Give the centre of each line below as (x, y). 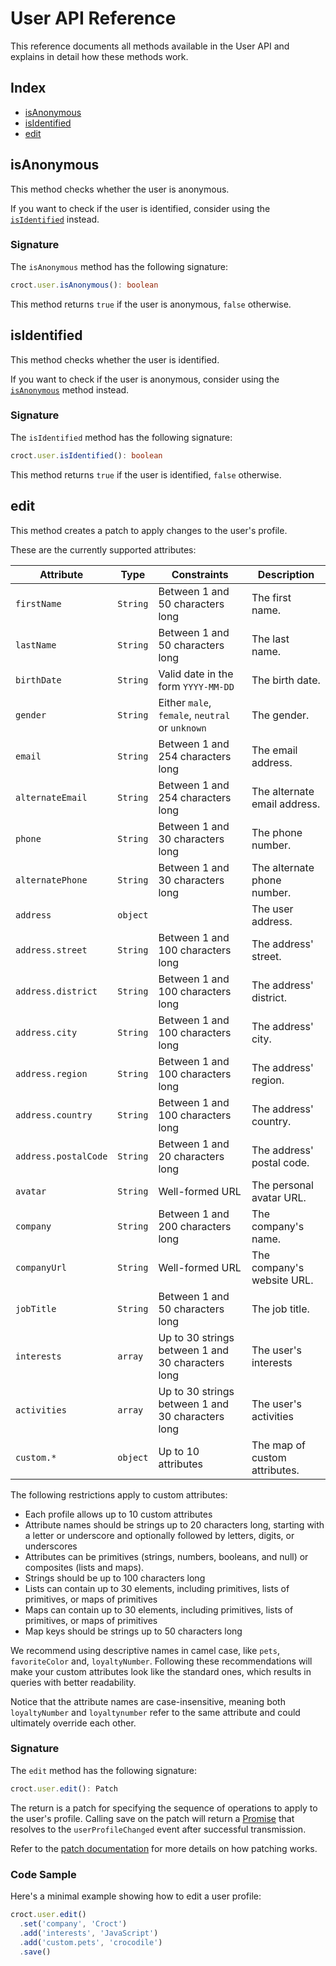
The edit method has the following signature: (103, 1770)
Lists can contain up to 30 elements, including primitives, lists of (157, 1588)
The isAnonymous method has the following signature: (119, 266)
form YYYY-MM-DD (196, 686)
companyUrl (41, 1267)
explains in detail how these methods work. (99, 56)
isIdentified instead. (55, 219)
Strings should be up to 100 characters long (115, 1578)
